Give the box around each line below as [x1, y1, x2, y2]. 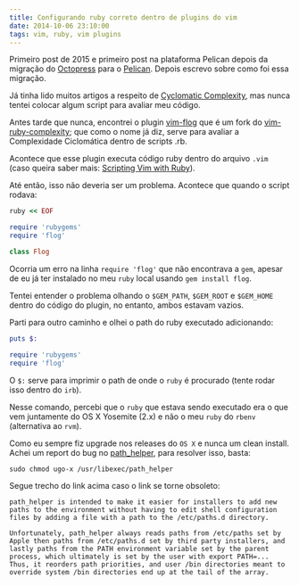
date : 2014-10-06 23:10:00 [9, 21, 110, 30]
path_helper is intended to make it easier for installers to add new [9, 497, 278, 507]
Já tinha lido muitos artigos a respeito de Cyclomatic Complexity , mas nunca [9, 90, 291, 101]
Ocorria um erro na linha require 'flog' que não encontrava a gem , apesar [9, 263, 284, 274]
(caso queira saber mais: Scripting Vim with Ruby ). [9, 162, 195, 174]
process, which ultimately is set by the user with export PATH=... [9, 552, 270, 561]
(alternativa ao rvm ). [9, 420, 82, 431]
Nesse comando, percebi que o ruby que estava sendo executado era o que [9, 401, 288, 412]
